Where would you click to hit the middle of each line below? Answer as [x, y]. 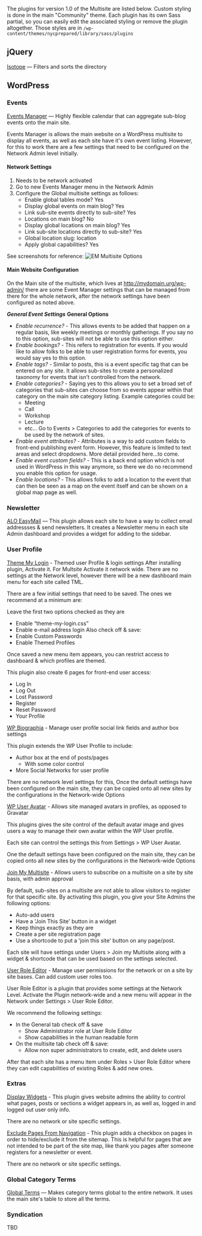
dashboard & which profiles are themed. [57, 660]
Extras [17, 1084]
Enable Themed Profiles [45, 642]
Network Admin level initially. [43, 153]
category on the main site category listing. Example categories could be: [105, 396]
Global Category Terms [41, 1179]
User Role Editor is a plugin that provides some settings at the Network [94, 988]
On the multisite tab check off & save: [62, 1043]
